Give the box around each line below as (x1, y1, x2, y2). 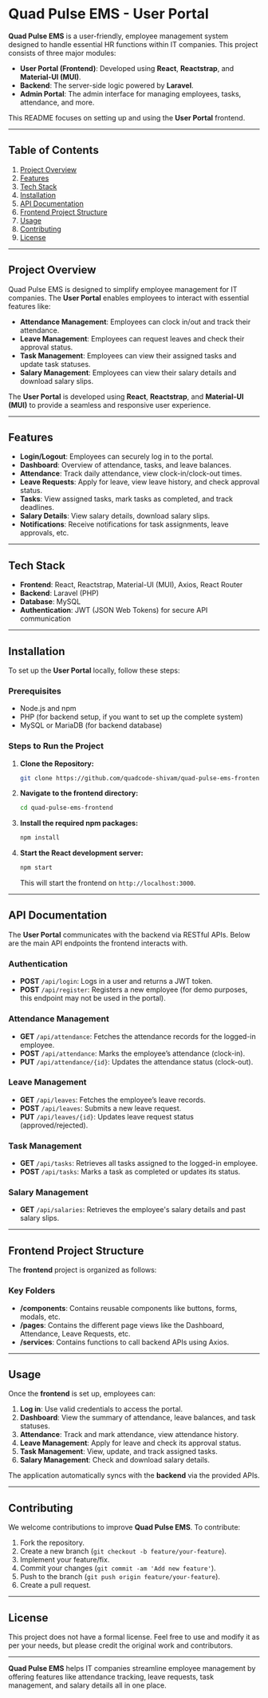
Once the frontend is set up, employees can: (8, 1389, 156, 1399)
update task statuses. (19, 359, 91, 369)
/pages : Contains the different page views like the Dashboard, (19, 1320, 225, 1329)
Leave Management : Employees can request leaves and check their (19, 334, 245, 343)
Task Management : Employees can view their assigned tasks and (19, 350, 237, 360)
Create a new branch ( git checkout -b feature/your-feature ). (19, 1546, 227, 1556)
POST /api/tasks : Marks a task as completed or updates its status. (19, 1167, 241, 1177)
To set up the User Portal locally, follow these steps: (8, 665, 180, 675)
